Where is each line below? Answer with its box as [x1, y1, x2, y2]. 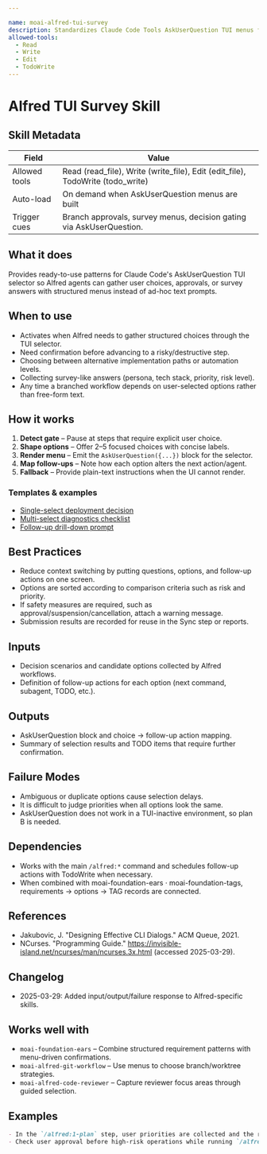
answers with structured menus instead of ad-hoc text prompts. [8, 286, 218, 296]
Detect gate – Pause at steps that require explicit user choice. [19, 434, 222, 443]
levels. [19, 364, 41, 374]
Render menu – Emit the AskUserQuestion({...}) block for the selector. [19, 451, 253, 460]
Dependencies [8, 840, 82, 854]
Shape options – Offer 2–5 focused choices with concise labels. [19, 442, 230, 451]
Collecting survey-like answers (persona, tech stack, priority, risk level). [19, 373, 255, 382]
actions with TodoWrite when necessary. [19, 869, 153, 879]
